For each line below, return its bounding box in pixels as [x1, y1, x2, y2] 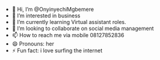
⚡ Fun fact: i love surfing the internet [11, 47, 103, 54]
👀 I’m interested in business [11, 12, 81, 19]
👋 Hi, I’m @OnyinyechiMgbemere [11, 6, 94, 13]
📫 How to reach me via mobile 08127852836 [11, 32, 125, 38]
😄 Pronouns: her [11, 40, 54, 47]
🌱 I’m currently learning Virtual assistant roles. [11, 19, 126, 25]
